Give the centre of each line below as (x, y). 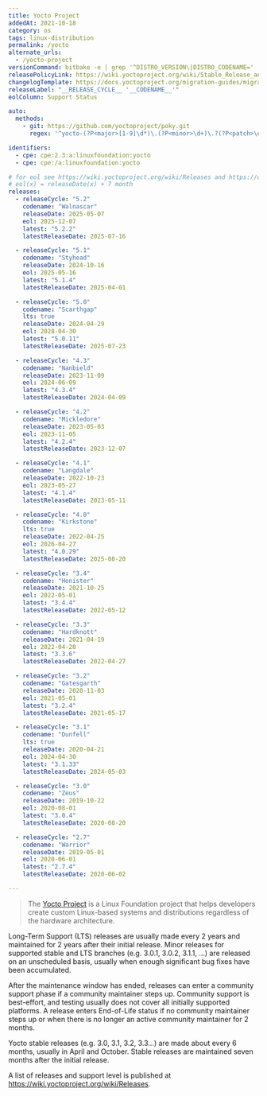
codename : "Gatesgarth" (62, 683)
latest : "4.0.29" (51, 551)
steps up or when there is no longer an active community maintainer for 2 (128, 1019)
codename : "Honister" (58, 581)
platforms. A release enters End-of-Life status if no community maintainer (129, 1010)
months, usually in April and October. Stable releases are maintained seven (131, 1051)
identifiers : (30, 148)
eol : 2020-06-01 (50, 860)
